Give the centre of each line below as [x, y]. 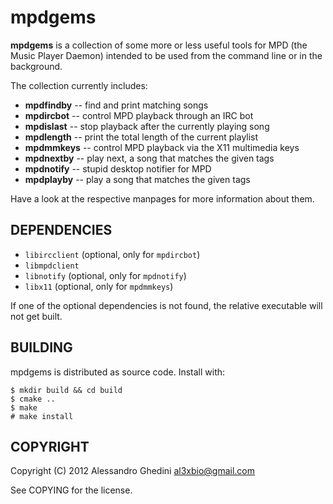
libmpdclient [52, 266]
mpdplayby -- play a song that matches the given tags [137, 179]
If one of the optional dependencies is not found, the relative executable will [166, 305]
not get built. [36, 316]
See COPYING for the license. [71, 490]
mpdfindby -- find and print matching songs [116, 105]
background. [36, 66]
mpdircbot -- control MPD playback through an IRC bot [139, 115]
